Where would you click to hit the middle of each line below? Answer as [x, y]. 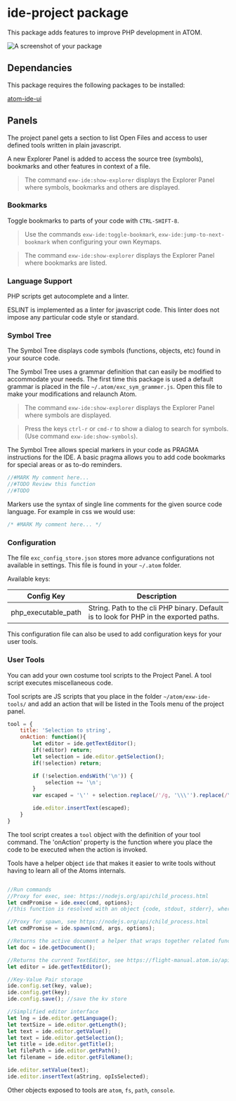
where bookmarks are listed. [66, 263]
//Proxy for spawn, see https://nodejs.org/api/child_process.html [108, 922]
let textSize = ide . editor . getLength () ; [67, 1024]
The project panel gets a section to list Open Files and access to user [107, 138]
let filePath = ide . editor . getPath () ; [64, 1051]
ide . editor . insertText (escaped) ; [81, 808]
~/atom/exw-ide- [187, 697]
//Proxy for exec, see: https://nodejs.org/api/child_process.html [108, 896]
